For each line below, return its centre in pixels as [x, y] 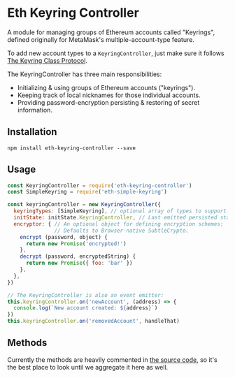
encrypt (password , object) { [64, 237]
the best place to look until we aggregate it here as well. [88, 367]
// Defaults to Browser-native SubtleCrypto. [122, 231]
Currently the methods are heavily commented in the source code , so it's [113, 359]
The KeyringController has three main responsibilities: [85, 74]
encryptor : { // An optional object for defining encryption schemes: [119, 224]
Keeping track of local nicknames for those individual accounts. [109, 95]
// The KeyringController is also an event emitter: [86, 295]
